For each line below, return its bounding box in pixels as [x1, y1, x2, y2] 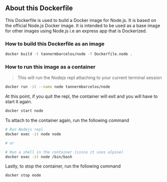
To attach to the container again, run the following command [5, 117, 130, 124]
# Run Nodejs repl [5, 127, 43, 132]
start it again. [5, 99, 32, 105]
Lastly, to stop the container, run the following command [5, 163, 121, 169]
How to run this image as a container [5, 63, 96, 70]
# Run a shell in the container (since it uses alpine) [5, 150, 124, 155]
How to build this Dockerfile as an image [5, 40, 105, 47]
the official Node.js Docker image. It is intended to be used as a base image [5, 22, 161, 28]
